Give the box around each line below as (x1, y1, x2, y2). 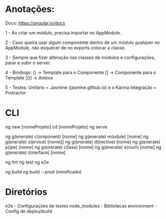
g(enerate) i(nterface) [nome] (5, 149, 66, 155)
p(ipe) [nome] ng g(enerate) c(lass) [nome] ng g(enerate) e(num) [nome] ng (5, 144, 161, 150)
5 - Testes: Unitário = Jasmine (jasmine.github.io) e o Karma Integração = (5, 84, 157, 90)
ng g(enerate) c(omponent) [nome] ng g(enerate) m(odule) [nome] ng (5, 133, 148, 139)
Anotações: (5, 3, 55, 15)
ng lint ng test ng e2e (5, 159, 49, 165)
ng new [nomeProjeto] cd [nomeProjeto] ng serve (5, 123, 107, 129)
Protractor (5, 89, 26, 95)
